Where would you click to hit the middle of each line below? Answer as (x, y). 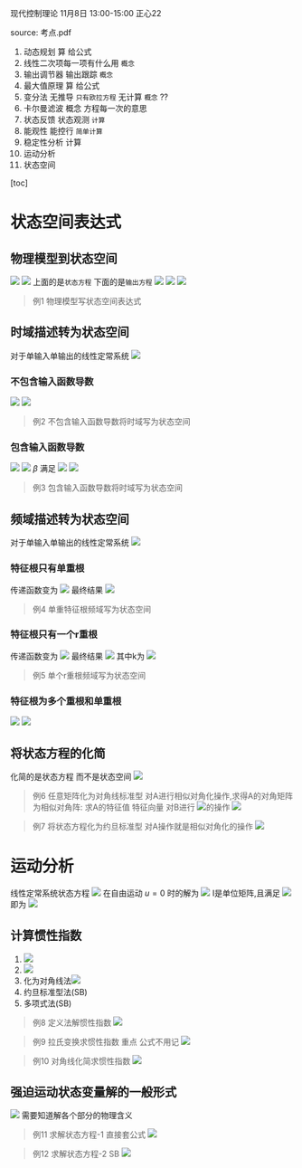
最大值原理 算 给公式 (61, 85)
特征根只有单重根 (47, 568)
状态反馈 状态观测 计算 (64, 119)
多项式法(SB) (47, 1003)
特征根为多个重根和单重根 (66, 701)
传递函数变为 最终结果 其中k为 (78, 656)
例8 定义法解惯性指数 (72, 1022)
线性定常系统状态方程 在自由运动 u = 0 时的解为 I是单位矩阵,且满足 (146, 893)
